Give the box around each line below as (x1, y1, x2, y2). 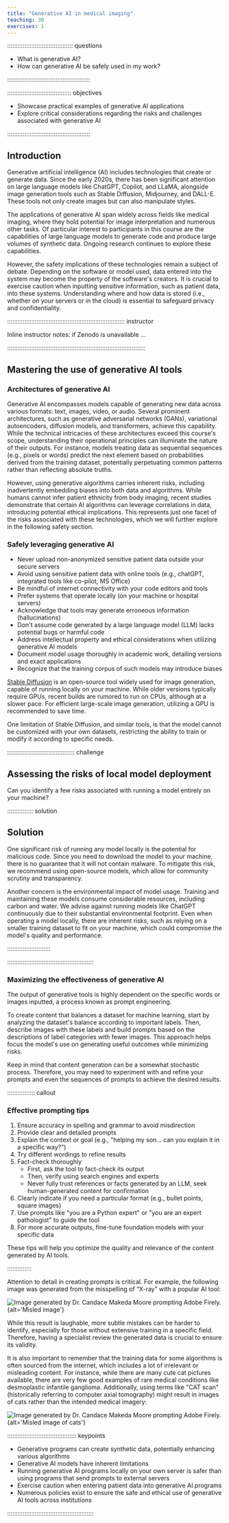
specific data (16, 1231, 54, 1239)
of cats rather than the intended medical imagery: (7, 1397, 147, 1406)
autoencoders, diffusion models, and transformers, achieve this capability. (7, 421, 217, 429)
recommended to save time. (7, 707, 86, 716)
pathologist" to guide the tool (16, 1216, 100, 1225)
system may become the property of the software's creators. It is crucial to (7, 275, 219, 283)
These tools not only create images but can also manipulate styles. (7, 197, 196, 206)
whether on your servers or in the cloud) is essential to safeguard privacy (7, 296, 215, 305)
